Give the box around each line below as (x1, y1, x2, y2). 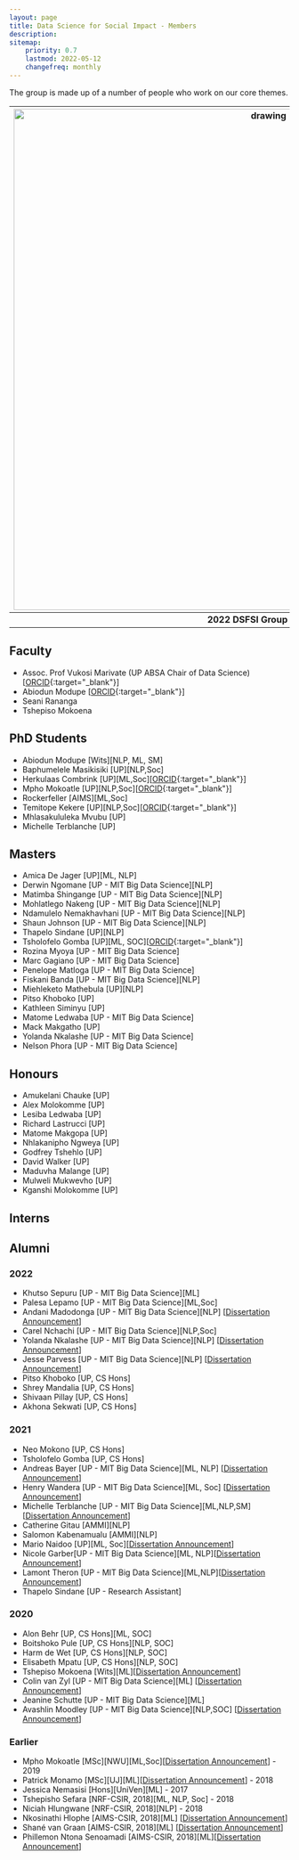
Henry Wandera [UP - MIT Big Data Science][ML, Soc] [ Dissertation (21, 1481, 271, 1492)
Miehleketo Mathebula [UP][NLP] (21, 983, 144, 994)
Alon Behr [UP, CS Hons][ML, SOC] (21, 1627, 152, 1639)
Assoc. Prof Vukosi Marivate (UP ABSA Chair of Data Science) (21, 667, 251, 678)
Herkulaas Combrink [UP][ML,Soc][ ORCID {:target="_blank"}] (21, 773, 246, 784)
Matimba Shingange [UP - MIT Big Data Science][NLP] (21, 889, 222, 900)
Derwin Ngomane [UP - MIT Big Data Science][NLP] (21, 879, 214, 891)
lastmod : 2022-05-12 (25, 54, 101, 63)
